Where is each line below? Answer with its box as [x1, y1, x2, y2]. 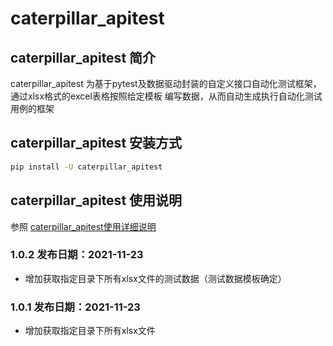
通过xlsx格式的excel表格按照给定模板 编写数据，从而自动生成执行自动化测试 [10, 90, 323, 102]
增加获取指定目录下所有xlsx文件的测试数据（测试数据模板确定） [24, 272, 287, 284]
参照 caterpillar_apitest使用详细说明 [10, 220, 157, 232]
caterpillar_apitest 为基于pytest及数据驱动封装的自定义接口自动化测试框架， [10, 78, 322, 89]
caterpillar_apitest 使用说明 [10, 192, 183, 209]
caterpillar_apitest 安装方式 [10, 135, 183, 152]
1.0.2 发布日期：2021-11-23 [10, 248, 144, 262]
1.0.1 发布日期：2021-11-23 [10, 300, 141, 314]
